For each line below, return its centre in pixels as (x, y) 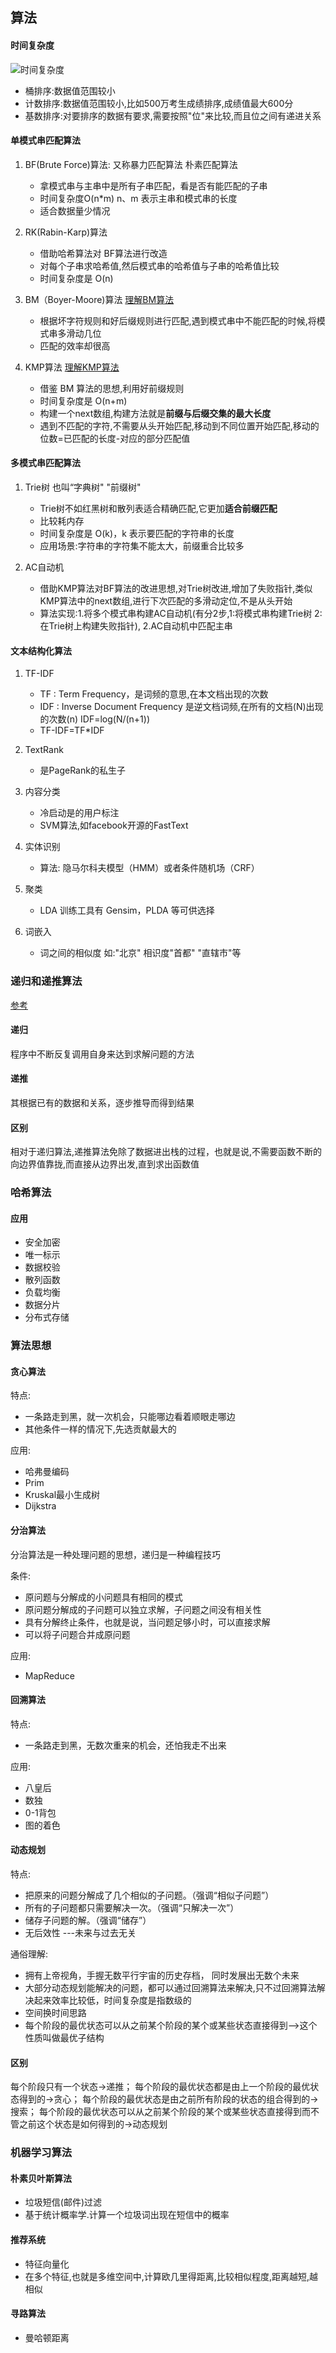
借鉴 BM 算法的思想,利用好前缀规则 (112, 388)
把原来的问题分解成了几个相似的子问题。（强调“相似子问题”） (149, 1895)
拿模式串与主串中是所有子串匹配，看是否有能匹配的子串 (153, 185)
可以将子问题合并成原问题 (77, 1634)
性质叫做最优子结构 (64, 2037)
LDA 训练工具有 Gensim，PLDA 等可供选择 (127, 910)
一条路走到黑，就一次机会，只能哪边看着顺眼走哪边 (130, 1417)
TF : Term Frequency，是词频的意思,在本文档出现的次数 (154, 694)
